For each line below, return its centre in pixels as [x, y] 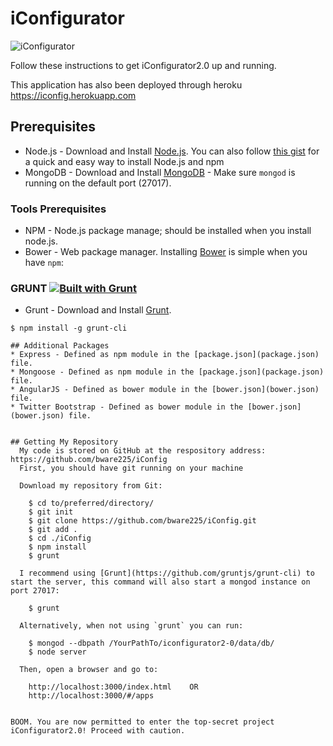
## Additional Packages [60, 346]
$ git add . [53, 530]
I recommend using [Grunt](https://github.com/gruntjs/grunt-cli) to [167, 573]
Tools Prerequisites [58, 209]
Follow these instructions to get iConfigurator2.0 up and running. [143, 65]
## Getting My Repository [64, 442]
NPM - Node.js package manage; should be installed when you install [168, 231]
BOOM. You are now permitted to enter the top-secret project [142, 722]
